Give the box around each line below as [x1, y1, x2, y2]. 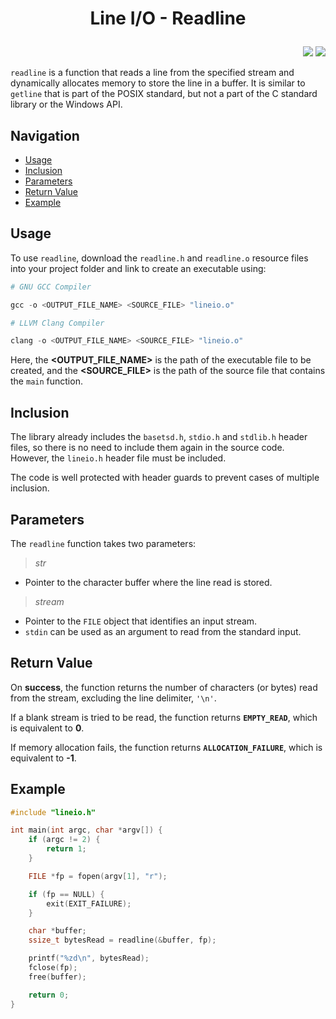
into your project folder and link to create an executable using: [10, 262, 267, 274]
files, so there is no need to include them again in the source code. [10, 442, 285, 454]
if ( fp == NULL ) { [28, 889, 105, 899]
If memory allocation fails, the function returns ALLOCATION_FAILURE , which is [10, 741, 323, 753]
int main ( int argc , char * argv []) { [10, 825, 163, 836]
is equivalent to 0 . [10, 722, 85, 734]
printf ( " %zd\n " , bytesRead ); [28, 953, 150, 964]
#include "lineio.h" [10, 807, 97, 817]
